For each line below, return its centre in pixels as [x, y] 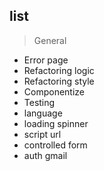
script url [42, 134]
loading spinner [56, 123]
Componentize [54, 91]
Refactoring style [59, 81]
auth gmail [45, 155]
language [43, 113]
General [50, 40]
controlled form [55, 145]
